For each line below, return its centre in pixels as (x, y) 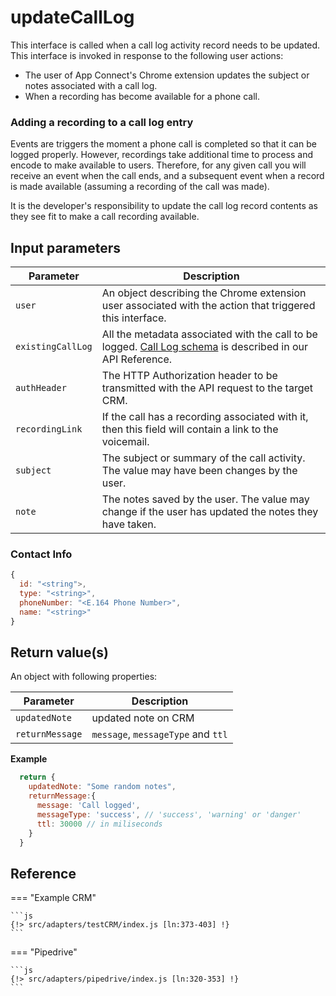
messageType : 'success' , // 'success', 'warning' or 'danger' (169, 814)
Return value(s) (60, 652)
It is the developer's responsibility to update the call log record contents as (164, 206)
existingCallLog (54, 347)
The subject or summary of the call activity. (203, 458)
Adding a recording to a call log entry (102, 122)
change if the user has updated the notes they (210, 512)
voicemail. (125, 442)
